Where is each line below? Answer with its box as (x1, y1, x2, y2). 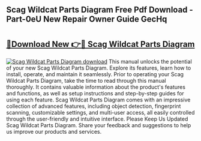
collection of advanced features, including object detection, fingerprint (6, 103, 181, 110)
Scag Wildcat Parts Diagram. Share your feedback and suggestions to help (6, 122, 191, 128)
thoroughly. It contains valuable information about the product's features (6, 83, 186, 91)
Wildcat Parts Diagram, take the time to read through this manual (6, 77, 166, 84)
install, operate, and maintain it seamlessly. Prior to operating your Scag (6, 71, 184, 77)
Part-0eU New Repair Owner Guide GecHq (6, 14, 167, 25)
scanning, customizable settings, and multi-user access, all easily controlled (6, 109, 195, 116)
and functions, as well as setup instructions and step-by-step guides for (6, 90, 184, 97)
